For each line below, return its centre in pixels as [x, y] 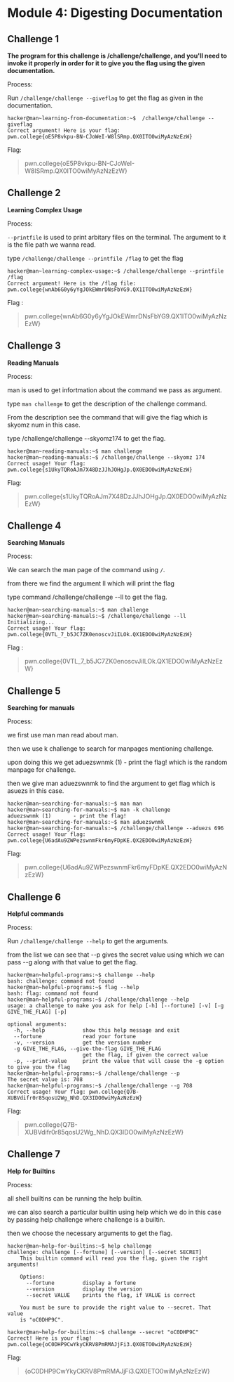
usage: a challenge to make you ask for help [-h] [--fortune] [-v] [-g [116, 1006]
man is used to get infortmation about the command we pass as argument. [115, 390]
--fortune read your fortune [75, 1037]
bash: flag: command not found [53, 994]
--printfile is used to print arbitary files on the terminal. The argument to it [117, 237]
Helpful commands [36, 914]
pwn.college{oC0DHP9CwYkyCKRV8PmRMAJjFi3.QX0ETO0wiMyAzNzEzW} [100, 1344]
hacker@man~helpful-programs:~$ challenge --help [81, 975]
